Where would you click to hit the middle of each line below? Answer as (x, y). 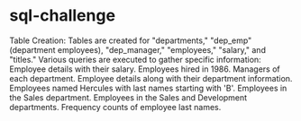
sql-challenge (62, 16)
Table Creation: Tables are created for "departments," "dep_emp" (131, 40)
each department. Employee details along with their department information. (151, 78)
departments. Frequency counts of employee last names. (115, 107)
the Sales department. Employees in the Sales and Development (128, 97)
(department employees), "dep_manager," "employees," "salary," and (137, 49)
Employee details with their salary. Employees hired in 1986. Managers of (145, 69)
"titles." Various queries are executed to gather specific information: (135, 59)
